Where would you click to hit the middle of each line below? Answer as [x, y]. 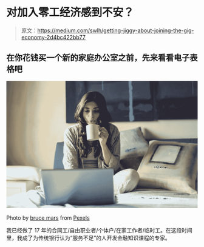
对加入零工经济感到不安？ [70, 12]
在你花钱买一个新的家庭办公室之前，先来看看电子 [98, 58]
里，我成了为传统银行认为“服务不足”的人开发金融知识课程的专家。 [89, 238]
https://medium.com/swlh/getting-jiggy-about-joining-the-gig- [116, 30]
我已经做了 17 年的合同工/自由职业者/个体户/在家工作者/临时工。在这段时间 [99, 231]
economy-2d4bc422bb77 [53, 37]
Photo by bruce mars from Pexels [48, 218]
